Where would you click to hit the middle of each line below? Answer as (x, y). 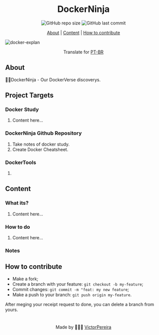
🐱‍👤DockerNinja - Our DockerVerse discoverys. (53, 80)
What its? (17, 203)
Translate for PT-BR (83, 52)
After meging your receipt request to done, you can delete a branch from (80, 304)
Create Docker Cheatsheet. (40, 149)
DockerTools (21, 162)
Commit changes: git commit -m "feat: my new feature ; (71, 289)
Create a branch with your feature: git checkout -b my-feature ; (78, 284)
